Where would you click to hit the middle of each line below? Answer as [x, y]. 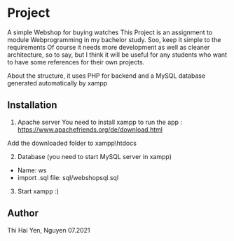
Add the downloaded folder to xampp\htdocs [72, 143]
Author [23, 213]
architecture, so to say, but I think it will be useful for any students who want [117, 55]
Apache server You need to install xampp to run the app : [99, 122]
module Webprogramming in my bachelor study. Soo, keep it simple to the [114, 39]
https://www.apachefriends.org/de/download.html [90, 129]
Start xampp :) [38, 191]
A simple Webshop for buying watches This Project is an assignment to [110, 32]
